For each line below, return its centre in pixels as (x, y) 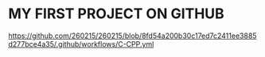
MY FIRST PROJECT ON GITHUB (116, 14)
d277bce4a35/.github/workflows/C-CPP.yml (81, 44)
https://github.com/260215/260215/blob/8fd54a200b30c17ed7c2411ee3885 (132, 36)
